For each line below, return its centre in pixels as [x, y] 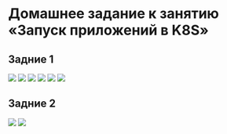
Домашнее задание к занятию [114, 14]
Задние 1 [31, 59]
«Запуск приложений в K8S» [109, 30]
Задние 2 [32, 104]
